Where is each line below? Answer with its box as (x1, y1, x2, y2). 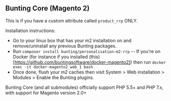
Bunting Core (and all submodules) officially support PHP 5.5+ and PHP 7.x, (5, 84, 164, 90)
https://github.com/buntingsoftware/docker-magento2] (14, 59, 131, 65)
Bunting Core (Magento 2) (5, 4, 90, 13)
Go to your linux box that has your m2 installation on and (12, 37, 132, 43)
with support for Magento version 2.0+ (5, 89, 87, 96)
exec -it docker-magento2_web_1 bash (12, 64, 93, 69)
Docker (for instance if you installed (12, 54, 88, 60)
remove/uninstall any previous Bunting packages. (12, 43, 117, 49)
